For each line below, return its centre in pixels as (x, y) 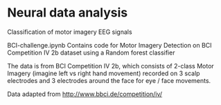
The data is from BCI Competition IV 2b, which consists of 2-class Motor (111, 66)
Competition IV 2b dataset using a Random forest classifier (91, 52)
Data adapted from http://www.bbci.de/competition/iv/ (85, 94)
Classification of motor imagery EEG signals (70, 32)
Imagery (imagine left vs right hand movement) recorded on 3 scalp (104, 73)
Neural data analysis (68, 13)
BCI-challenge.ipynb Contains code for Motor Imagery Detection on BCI (110, 45)
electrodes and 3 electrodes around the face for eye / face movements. (109, 80)
